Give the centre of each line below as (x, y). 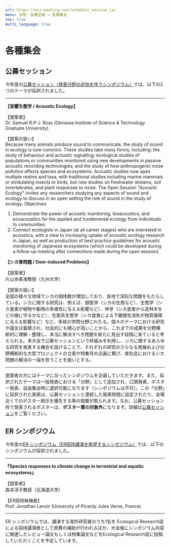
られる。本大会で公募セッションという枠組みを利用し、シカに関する (80, 341)
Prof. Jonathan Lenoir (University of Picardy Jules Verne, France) (73, 506)
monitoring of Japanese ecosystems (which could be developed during (87, 246)
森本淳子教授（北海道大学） (34, 490)
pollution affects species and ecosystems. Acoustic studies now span (78, 171)
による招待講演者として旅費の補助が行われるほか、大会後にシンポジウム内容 (85, 528)
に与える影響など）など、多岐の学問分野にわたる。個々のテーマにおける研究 (85, 322)
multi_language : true (28, 24)
